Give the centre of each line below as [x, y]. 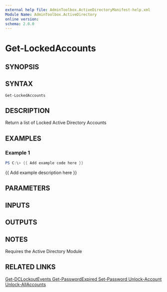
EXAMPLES [23, 138]
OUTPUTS [21, 222]
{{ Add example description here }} [41, 172]
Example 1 [18, 152]
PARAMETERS [28, 188]
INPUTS [17, 205]
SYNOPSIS [22, 67]
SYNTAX [19, 84]
